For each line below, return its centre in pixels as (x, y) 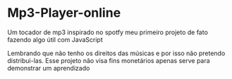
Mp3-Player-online (64, 13)
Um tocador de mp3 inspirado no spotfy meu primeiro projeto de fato (108, 32)
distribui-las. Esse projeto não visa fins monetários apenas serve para (109, 60)
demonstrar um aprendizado (49, 68)
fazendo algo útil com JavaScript (55, 39)
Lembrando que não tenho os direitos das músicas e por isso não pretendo (116, 53)
